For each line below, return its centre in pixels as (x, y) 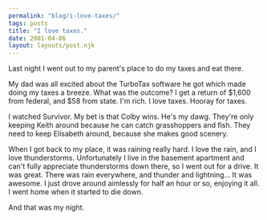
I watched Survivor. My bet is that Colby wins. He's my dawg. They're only (131, 116)
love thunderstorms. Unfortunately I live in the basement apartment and (126, 158)
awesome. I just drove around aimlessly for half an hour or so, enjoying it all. (134, 183)
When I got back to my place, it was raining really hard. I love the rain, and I (132, 149)
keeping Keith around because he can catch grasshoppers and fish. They (129, 125)
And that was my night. (47, 208)
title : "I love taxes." (48, 31)
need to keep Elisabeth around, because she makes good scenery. (118, 134)
